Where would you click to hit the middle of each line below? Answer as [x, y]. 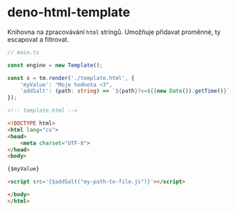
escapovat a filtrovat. [38, 39]
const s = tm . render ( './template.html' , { [71, 78]
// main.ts [23, 52]
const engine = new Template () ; [55, 65]
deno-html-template [69, 12]
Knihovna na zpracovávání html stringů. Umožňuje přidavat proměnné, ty [114, 32]
